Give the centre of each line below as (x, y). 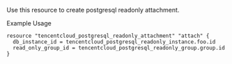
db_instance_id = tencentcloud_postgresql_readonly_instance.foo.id (114, 42)
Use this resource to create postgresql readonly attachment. (93, 10)
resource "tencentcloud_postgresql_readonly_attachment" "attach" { (108, 36)
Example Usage (29, 23)
